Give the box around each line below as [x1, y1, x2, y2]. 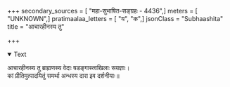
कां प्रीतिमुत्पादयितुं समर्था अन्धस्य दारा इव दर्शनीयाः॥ [7, 72, 120, 80]
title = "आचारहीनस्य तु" [7, 22, 65, 31]
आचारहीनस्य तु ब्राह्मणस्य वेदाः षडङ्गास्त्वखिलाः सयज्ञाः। [7, 64, 130, 72]
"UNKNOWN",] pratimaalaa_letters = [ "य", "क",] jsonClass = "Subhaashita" [7, 15, 224, 22]
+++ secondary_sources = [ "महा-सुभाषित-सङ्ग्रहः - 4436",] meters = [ [7, 7, 198, 15]
